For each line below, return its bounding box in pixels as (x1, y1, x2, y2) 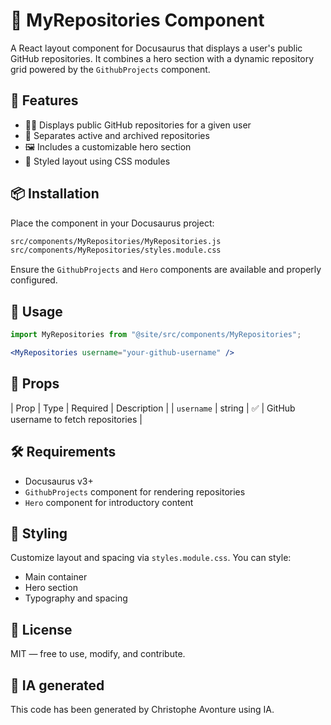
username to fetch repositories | (10, 413, 143, 425)
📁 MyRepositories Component (10, 9, 265, 32)
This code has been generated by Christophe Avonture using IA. (10, 703, 275, 715)
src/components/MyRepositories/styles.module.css (10, 245, 222, 256)
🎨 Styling (10, 525, 68, 542)
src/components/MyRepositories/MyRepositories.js (10, 236, 222, 246)
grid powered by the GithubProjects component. (10, 63, 211, 75)
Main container (24, 571, 88, 583)
